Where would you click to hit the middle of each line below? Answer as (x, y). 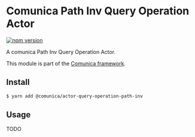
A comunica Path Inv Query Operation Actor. (61, 51)
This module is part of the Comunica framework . (66, 63)
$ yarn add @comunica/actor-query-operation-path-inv (75, 96)
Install (18, 82)
